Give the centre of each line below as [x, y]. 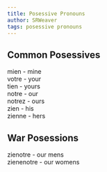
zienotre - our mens [36, 155]
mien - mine [24, 72]
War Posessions [43, 138]
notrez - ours [26, 101]
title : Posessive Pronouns [46, 14]
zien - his [20, 109]
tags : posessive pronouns [44, 26]
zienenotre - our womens [43, 162]
